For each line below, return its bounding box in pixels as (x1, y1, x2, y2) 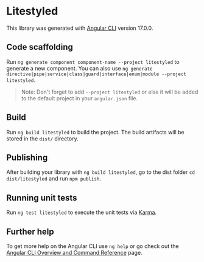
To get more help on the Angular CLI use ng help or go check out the (6, 243, 179, 250)
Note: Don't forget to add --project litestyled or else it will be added (21, 88, 199, 95)
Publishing (6, 152, 48, 162)
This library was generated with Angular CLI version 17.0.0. (6, 24, 153, 32)
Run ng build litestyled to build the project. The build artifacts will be (6, 128, 185, 136)
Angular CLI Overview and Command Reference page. (6, 249, 142, 256)
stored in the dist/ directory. (6, 135, 79, 142)
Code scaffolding (6, 42, 73, 52)
